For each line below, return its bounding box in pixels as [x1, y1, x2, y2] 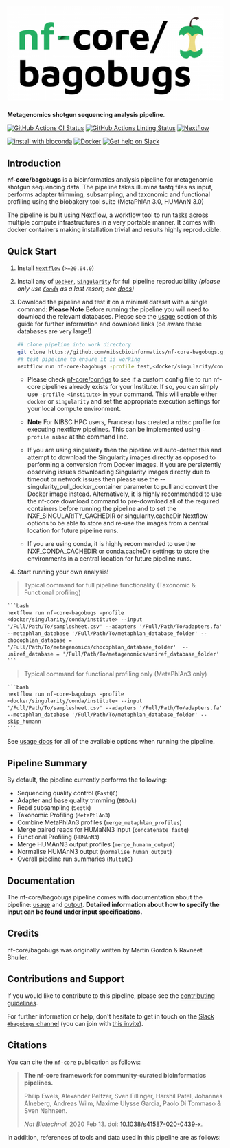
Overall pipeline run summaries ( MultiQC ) [16, 855, 133, 863]
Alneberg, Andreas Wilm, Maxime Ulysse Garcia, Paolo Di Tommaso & [23, 1099, 222, 1107]
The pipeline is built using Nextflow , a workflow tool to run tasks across [7, 211, 209, 219]
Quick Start [7, 245, 57, 257]
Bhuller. [7, 953, 29, 961]
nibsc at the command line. [51, 432, 129, 441]
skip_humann [7, 718, 41, 725]
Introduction [7, 157, 62, 169]
